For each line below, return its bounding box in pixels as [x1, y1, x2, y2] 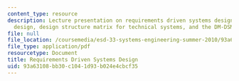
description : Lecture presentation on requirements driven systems [7, 17, 212, 24]
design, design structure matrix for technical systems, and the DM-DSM [14, 23, 234, 30]
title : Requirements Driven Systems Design [7, 56, 139, 63]
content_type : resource [7, 10, 78, 18]
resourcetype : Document [7, 50, 78, 57]
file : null [7, 30, 40, 37]
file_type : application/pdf [7, 43, 91, 50]
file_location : [7, 37, 53, 44]
